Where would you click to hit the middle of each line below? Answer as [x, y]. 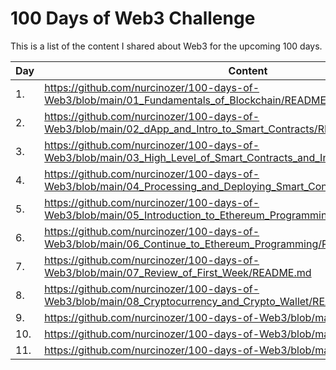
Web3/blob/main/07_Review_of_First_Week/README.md [178, 272]
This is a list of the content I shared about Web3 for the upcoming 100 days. [166, 46]
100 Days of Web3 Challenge [133, 18]
